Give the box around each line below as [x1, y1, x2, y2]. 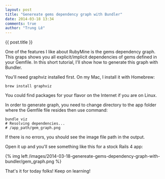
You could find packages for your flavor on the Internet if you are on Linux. [5, 92, 157, 98]
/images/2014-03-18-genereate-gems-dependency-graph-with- [29, 153, 161, 159]
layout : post [5, 7, 32, 12]
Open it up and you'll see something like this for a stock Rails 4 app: [5, 144, 143, 150]
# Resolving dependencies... [5, 121, 65, 126]
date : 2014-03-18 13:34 [5, 16, 54, 21]
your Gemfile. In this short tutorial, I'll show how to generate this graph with [5, 59, 158, 65]
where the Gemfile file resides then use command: [5, 107, 108, 113]
